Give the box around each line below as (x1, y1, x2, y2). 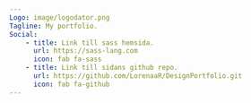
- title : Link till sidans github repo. (25, 64, 178, 73)
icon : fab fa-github (32, 80, 110, 89)
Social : (9, 30, 39, 39)
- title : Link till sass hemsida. (25, 38, 154, 47)
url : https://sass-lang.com (32, 47, 139, 56)
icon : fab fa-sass (32, 55, 102, 64)
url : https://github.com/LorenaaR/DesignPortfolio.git (32, 72, 243, 81)
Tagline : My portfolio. (9, 21, 99, 30)
